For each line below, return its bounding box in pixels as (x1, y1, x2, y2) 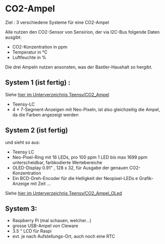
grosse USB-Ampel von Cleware (12, 223, 78, 229)
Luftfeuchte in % (12, 54, 47, 60)
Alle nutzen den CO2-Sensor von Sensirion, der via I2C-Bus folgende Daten (5, 29, 160, 35)
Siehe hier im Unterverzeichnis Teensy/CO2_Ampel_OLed (5, 190, 122, 196)
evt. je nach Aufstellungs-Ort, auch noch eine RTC (12, 234, 115, 240)
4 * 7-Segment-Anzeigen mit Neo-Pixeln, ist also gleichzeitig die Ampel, (12, 106, 160, 112)
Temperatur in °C (12, 49, 48, 55)
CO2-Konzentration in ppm (12, 44, 68, 50)
